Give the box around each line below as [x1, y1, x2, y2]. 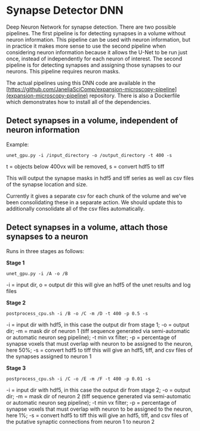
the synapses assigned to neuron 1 [6, 353, 92, 360]
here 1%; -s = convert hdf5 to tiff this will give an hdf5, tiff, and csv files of [6, 411, 189, 418]
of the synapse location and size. [6, 180, 88, 188]
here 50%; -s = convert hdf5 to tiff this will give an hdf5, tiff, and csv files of [6, 346, 193, 353]
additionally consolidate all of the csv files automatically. [6, 205, 145, 212]
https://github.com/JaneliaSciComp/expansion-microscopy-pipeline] [8, 85, 177, 93]
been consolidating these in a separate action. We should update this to [6, 198, 183, 206]
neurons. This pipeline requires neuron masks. [6, 67, 121, 75]
